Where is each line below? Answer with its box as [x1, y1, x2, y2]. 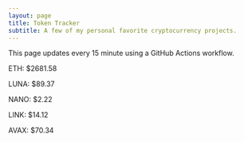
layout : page [8, 11, 52, 20]
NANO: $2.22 [8, 95, 53, 105]
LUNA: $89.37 [8, 79, 55, 89]
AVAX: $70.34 [8, 125, 54, 136]
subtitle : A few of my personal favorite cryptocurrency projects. [8, 26, 238, 34]
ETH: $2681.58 [8, 64, 57, 73]
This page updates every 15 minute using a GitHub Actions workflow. [8, 49, 234, 58]
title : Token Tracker [8, 19, 81, 27]
